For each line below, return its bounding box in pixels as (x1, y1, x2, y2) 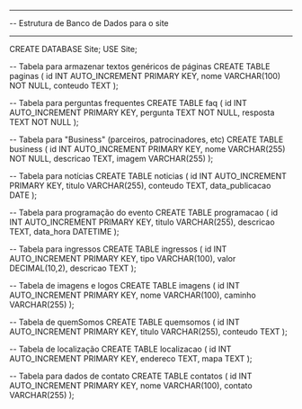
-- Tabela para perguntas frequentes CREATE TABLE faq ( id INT (9, 98, 247, 108)
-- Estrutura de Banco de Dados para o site (9, 18, 169, 28)
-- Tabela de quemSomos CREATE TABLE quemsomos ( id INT (9, 316, 240, 327)
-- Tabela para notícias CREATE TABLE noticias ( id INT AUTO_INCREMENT (9, 171, 288, 181)
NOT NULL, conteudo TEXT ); (9, 80, 119, 91)
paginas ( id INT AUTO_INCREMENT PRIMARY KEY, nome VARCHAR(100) (9, 71, 281, 81)
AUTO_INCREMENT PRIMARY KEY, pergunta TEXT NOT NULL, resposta (9, 107, 275, 118)
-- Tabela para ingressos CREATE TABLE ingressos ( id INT (9, 244, 227, 254)
